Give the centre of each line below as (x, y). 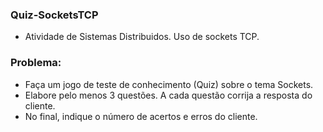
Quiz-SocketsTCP (54, 15)
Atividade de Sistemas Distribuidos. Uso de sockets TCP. (142, 37)
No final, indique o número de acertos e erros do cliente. (141, 116)
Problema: (36, 63)
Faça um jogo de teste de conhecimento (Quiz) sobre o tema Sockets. (169, 84)
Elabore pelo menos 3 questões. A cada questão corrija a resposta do (168, 95)
